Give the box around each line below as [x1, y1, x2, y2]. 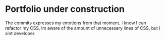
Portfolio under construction [5, 3, 125, 15]
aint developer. [5, 30, 36, 36]
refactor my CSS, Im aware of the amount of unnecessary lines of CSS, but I [5, 25, 161, 31]
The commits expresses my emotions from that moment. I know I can [5, 20, 146, 26]
